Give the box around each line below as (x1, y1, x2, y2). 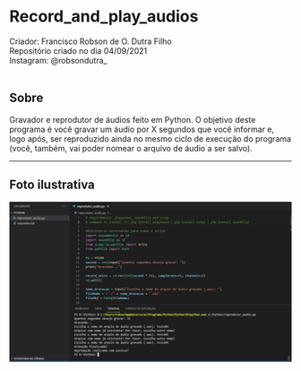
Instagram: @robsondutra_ (9, 55, 107, 65)
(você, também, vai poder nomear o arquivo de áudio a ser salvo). (9, 142, 253, 153)
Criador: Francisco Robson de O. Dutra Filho (9, 36, 172, 47)
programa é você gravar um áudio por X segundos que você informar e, (9, 124, 275, 134)
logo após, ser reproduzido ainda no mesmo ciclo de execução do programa (9, 133, 292, 144)
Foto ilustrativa (9, 177, 96, 193)
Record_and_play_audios (9, 6, 199, 27)
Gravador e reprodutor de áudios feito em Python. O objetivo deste (9, 114, 256, 125)
